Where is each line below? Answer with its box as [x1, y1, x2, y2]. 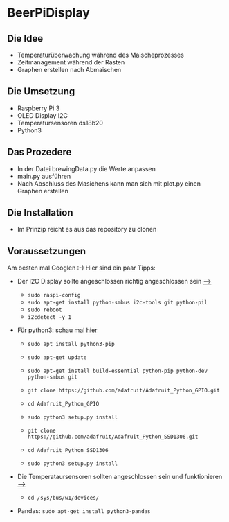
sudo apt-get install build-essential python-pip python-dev [27, 367, 208, 375]
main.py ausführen [17, 172, 71, 180]
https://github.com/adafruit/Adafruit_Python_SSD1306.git [27, 433, 199, 441]
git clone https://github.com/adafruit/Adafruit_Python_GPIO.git [27, 387, 220, 394]
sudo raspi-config [27, 292, 81, 299]
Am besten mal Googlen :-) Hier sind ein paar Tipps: [7, 263, 156, 272]
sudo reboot [27, 306, 62, 313]
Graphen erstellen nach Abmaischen [17, 66, 122, 73]
